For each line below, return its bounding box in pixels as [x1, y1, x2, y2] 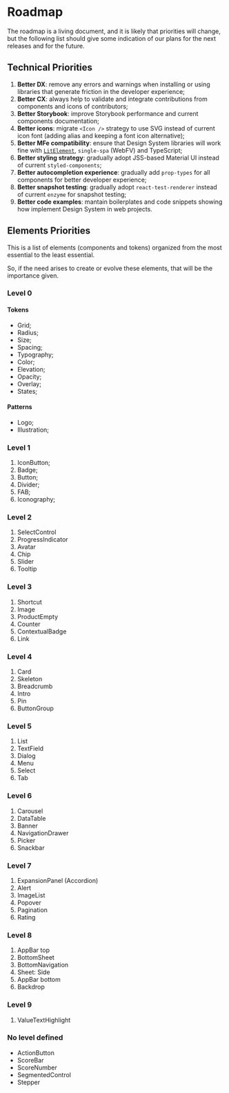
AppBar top [17, 946, 50, 954]
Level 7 [7, 861, 32, 871]
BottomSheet [17, 953, 55, 962]
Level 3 [7, 582, 32, 591]
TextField [17, 744, 43, 753]
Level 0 [7, 288, 32, 298]
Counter [17, 620, 41, 628]
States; [17, 387, 38, 395]
